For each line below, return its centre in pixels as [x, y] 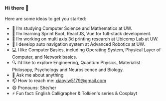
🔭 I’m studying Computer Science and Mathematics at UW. [72, 28]
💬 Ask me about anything [38, 75]
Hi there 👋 [17, 8]
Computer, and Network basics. [45, 57]
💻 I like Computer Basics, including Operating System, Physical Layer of [86, 50]
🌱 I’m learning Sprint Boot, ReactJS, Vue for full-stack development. [82, 34]
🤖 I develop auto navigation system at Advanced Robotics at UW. [78, 44]
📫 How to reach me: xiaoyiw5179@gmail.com [59, 81]
